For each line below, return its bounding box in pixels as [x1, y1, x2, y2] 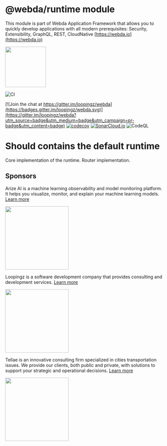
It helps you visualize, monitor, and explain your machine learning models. [5, 191, 159, 197]
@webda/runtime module [5, 4, 115, 15]
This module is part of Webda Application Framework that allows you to [5, 20, 154, 26]
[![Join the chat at [5, 101, 43, 107]
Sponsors [5, 172, 36, 180]
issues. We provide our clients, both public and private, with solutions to [5, 362, 155, 368]
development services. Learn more [5, 279, 78, 285]
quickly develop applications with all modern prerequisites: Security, [5, 25, 148, 31]
